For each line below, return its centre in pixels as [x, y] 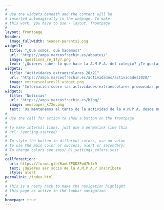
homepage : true [20, 200]
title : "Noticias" [28, 95]
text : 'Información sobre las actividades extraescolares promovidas [82, 86]
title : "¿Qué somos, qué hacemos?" [46, 50]
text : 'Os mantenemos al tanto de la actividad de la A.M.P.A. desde [82, 109]
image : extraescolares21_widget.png [47, 82]
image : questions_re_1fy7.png [40, 59]
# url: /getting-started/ [31, 132]
